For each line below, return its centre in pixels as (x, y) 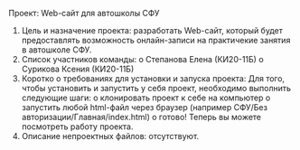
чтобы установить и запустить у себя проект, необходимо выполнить (156, 88)
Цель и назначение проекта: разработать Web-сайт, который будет (152, 30)
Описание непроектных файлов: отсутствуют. (110, 136)
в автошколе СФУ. (56, 50)
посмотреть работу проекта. (77, 127)
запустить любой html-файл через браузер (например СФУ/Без (145, 107)
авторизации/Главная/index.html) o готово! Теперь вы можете (141, 117)
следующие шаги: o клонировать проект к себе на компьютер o (146, 98)
